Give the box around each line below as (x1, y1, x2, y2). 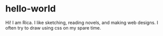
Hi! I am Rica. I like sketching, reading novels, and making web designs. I (5, 19, 158, 25)
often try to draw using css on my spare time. (5, 24, 101, 30)
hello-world (5, 3, 56, 14)
